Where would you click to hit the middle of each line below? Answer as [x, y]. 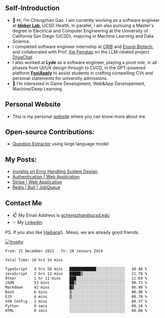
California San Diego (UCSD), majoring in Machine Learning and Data [83, 36]
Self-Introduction [32, 8]
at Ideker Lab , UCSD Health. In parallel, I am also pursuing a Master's [83, 25]
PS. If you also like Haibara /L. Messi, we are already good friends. [72, 233]
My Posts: [21, 159]
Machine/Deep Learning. [38, 88]
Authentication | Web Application [46, 177]
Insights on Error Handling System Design [55, 171]
